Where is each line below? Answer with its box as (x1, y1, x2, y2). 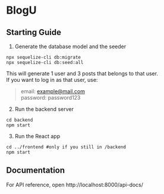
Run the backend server (14, 106, 74, 113)
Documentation (6, 166, 65, 176)
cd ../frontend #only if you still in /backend (6, 144, 127, 150)
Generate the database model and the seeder (14, 43, 127, 50)
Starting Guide (6, 27, 61, 37)
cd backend (6, 117, 33, 123)
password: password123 (20, 94, 81, 101)
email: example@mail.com (20, 88, 85, 95)
